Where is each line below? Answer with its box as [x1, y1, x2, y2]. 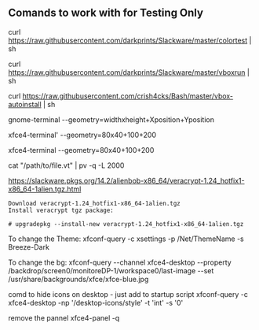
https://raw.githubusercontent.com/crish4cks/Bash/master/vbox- [22, 91, 234, 101]
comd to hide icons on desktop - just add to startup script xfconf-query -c [8, 289, 249, 298]
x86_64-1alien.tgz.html [8, 184, 82, 194]
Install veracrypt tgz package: [8, 206, 114, 214]
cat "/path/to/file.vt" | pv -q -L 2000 [8, 161, 125, 170]
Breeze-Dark [8, 242, 49, 251]
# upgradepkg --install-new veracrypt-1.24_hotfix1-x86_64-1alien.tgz [8, 220, 244, 228]
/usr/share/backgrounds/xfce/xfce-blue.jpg [8, 274, 149, 284]
